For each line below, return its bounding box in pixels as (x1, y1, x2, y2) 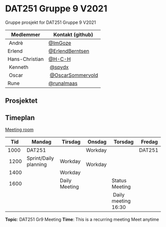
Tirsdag (61, 138, 81, 145)
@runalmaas (48, 80, 78, 87)
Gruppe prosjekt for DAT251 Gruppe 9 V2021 (5, 19, 96, 25)
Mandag (31, 138, 52, 145)
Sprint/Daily (26, 155, 54, 162)
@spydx (49, 63, 69, 70)
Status (111, 177, 127, 184)
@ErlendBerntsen (48, 48, 89, 55)
